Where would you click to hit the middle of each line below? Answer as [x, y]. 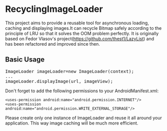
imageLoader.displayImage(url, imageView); [59, 81]
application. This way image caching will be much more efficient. [72, 123]
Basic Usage [25, 60]
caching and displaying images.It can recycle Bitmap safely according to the [83, 28]
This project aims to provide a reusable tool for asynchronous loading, [77, 23]
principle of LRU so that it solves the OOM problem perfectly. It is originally [82, 33]
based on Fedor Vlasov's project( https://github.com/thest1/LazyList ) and [80, 39]
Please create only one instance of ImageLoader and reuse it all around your [83, 118]
